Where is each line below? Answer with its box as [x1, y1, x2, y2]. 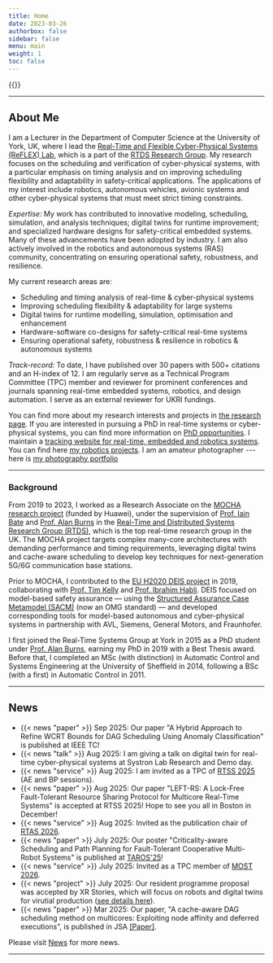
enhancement [19, 318, 67, 328]
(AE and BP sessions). [19, 774, 95, 784]
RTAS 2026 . [19, 826, 61, 836]
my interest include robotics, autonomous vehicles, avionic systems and [8, 184, 249, 194]
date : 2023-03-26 [8, 20, 67, 28]
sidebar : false [8, 34, 60, 43]
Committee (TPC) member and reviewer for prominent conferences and [8, 377, 248, 387]
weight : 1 [8, 50, 42, 58]
